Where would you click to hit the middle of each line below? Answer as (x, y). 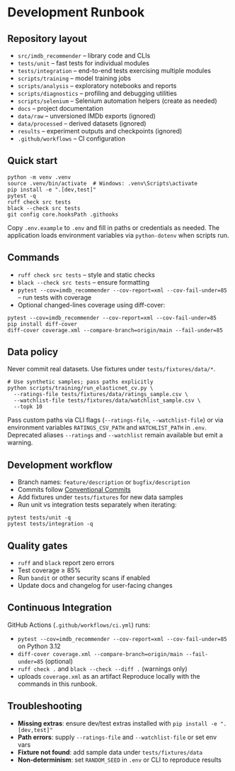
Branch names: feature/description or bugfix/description (104, 482)
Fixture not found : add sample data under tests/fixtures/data (110, 752)
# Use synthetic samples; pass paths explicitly (80, 382)
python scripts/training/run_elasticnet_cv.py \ (80, 388)
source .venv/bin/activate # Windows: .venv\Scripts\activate (103, 183)
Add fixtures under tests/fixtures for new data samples (100, 497)
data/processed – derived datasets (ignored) (82, 124)
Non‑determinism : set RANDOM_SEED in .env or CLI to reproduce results (119, 760)
